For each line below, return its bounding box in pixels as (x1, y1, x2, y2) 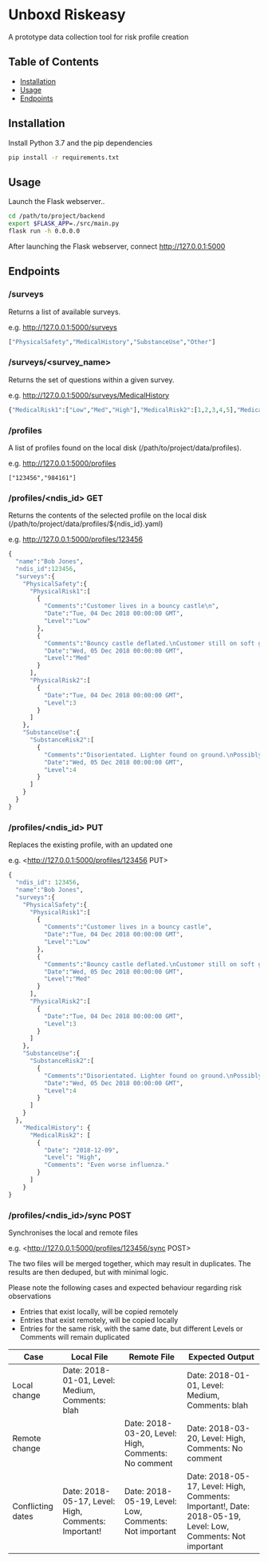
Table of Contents (8, 55, 100, 69)
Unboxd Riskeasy (8, 6, 126, 24)
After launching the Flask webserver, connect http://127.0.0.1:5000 (8, 242, 226, 251)
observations (8, 1291, 52, 1300)
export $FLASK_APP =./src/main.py (8, 220, 120, 228)
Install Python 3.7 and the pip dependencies (8, 138, 153, 147)
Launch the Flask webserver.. (8, 197, 105, 206)
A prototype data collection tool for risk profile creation (8, 32, 189, 42)
